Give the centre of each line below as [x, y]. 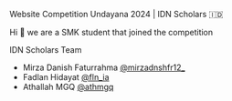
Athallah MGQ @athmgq [68, 87]
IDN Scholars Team [46, 50]
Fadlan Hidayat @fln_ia [66, 77]
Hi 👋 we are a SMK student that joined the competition [111, 32]
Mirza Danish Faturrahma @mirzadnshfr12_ [104, 67]
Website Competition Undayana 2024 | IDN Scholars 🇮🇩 [116, 14]
